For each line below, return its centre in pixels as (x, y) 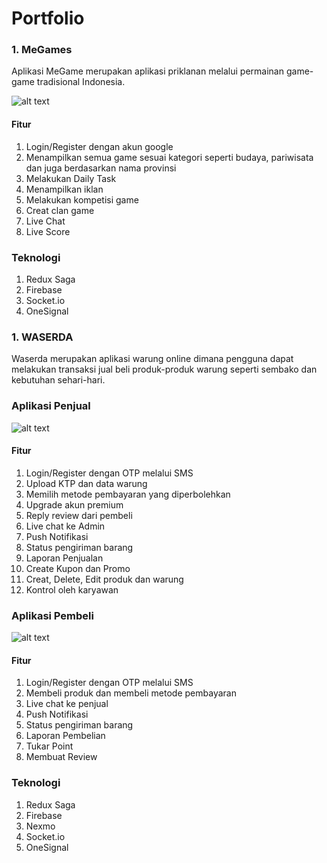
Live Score (48, 231)
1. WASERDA (42, 337)
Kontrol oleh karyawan (72, 589)
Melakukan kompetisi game (82, 199)
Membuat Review (61, 757)
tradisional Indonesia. (81, 82)
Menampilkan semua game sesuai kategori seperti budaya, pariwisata (169, 157)
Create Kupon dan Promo (78, 568)
